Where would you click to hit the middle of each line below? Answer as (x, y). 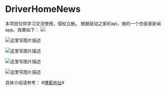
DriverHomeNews (43, 9)
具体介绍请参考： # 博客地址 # (35, 83)
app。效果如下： (22, 30)
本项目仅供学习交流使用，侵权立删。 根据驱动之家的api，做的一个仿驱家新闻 (83, 23)
